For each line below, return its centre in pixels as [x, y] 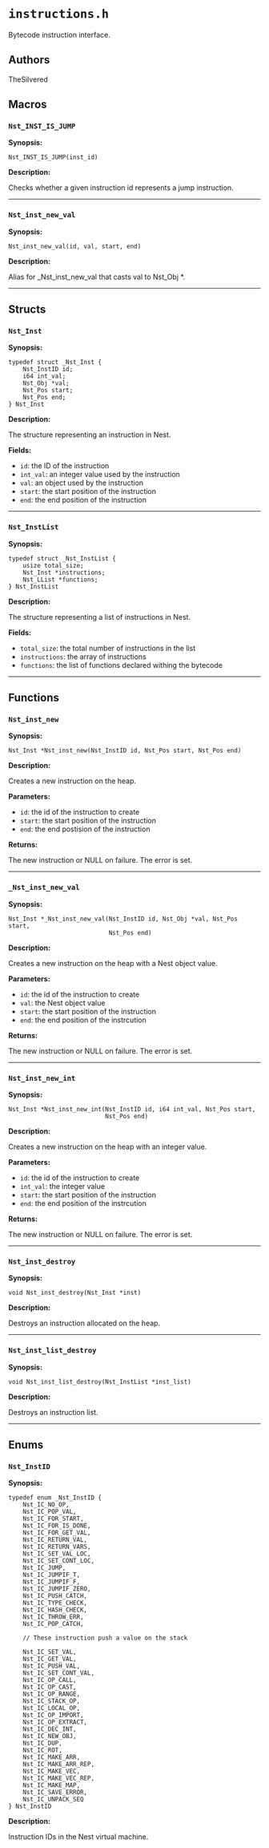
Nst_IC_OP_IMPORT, [53, 1715]
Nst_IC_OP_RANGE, [52, 1694]
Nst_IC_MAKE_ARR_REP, [58, 1765]
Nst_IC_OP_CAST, [50, 1687]
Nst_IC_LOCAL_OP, [52, 1708]
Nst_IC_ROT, [42, 1750]
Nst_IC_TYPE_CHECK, [55, 1603]
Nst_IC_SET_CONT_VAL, [58, 1673]
